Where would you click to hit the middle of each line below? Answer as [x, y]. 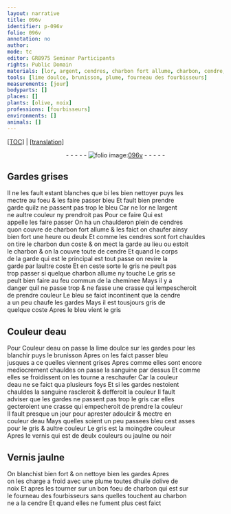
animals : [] [24, 122]
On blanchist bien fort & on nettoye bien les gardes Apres [88, 473]
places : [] [23, 97]
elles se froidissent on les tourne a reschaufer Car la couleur [93, 377]
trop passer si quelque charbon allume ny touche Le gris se [91, 273]
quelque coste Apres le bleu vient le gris [64, 310]
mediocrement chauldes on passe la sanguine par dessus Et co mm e [104, 370]
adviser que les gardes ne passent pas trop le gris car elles [91, 399]
